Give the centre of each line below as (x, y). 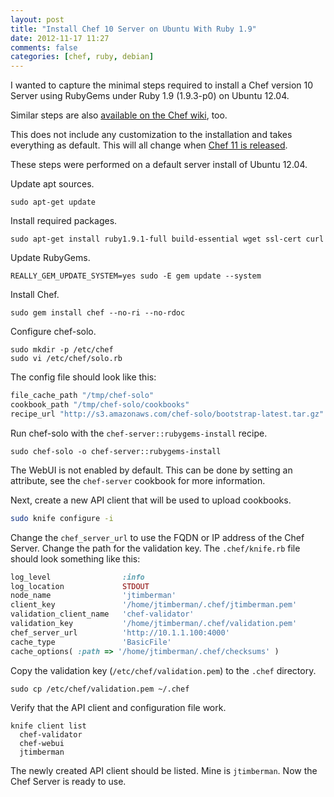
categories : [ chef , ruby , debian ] (82, 57)
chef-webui (42, 743)
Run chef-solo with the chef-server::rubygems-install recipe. (139, 433)
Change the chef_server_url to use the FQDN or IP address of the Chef (157, 537)
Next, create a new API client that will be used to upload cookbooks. (151, 500)
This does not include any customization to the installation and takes (151, 135)
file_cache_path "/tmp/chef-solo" (82, 396)
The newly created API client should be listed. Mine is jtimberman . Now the (164, 770)
